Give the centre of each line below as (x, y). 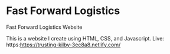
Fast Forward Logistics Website (44, 27)
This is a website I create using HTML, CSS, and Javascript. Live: (85, 38)
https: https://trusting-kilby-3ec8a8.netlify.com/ (63, 45)
